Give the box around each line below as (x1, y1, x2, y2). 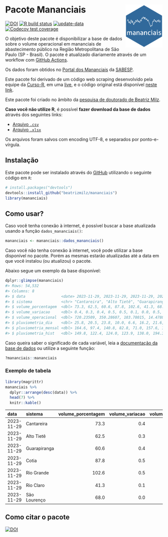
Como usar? (5, 209, 44, 218)
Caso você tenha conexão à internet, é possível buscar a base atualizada (5, 223, 156, 229)
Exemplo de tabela (5, 367, 51, 374)
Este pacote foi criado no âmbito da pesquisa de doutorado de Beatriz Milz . (5, 97, 161, 103)
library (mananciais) (5, 196, 48, 201)
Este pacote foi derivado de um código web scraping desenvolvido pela (5, 76, 153, 82)
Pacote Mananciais (5, 4, 86, 16)
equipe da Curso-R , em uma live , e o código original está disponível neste (5, 82, 157, 88)
